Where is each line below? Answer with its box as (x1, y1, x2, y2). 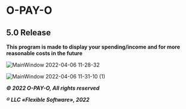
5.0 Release (6, 28, 51, 38)
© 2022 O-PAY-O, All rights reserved (6, 84, 100, 92)
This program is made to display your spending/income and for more (6, 43, 181, 50)
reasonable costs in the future (6, 50, 83, 57)
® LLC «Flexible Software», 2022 (6, 96, 90, 103)
